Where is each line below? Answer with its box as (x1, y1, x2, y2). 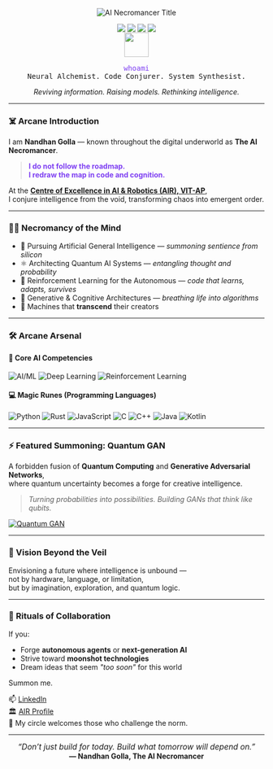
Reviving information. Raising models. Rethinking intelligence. (33, 87, 240, 97)
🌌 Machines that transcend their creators (19, 301, 159, 311)
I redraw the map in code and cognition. (28, 170, 166, 180)
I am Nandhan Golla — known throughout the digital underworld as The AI (8, 137, 258, 146)
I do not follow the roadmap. (28, 161, 126, 171)
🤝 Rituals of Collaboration (8, 610, 111, 622)
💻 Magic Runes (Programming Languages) (8, 391, 157, 400)
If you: (8, 629, 30, 639)
